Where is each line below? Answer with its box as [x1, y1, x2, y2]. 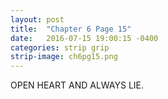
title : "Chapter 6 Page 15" [10, 24, 132, 34]
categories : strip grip [10, 42, 110, 53]
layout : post [10, 14, 65, 25]
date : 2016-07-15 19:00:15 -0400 [10, 33, 159, 43]
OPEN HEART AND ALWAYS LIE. [10, 79, 145, 91]
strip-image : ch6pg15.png [10, 52, 118, 62]
